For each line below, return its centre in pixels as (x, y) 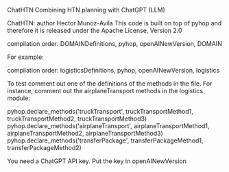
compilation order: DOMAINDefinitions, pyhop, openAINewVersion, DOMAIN (115, 44)
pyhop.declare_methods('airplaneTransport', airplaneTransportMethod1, (108, 126)
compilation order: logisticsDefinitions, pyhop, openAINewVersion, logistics (113, 70)
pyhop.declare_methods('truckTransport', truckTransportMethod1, (100, 111)
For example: (26, 57)
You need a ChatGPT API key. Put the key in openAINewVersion (97, 161)
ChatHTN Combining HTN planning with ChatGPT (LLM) (86, 10)
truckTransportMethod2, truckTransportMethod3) (77, 119)
